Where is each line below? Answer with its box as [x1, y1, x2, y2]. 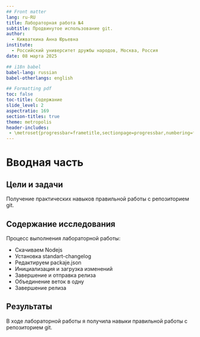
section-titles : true [6, 113, 60, 119]
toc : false [6, 91, 33, 97]
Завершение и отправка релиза [14, 271, 96, 279]
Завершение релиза [14, 284, 67, 291]
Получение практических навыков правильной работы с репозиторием [6, 195, 189, 203]
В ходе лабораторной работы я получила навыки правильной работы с [6, 317, 188, 324]
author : [6, 31, 26, 37]
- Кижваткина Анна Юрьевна [11, 36, 79, 42]
